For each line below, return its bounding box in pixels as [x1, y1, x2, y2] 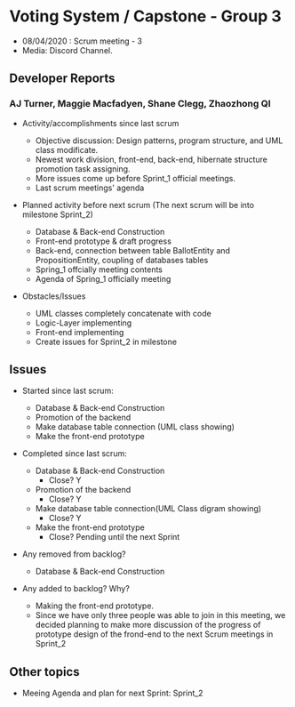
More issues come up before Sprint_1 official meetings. [35, 173, 236, 183]
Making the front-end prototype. [35, 600, 154, 611]
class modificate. [35, 144, 99, 155]
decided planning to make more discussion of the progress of [35, 620, 261, 631]
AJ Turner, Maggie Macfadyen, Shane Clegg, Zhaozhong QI [9, 98, 271, 110]
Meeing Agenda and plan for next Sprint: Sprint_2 [21, 687, 203, 699]
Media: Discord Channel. [21, 44, 113, 55]
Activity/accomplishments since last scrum [21, 117, 179, 128]
